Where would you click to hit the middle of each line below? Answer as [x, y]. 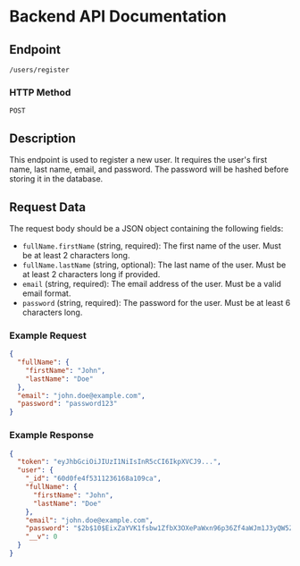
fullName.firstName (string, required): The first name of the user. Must [151, 245]
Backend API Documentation [118, 17]
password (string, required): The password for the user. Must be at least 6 [156, 302]
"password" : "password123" [67, 404]
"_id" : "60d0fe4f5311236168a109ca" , [94, 479]
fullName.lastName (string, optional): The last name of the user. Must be [154, 265]
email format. [46, 293]
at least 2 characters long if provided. [91, 274]
